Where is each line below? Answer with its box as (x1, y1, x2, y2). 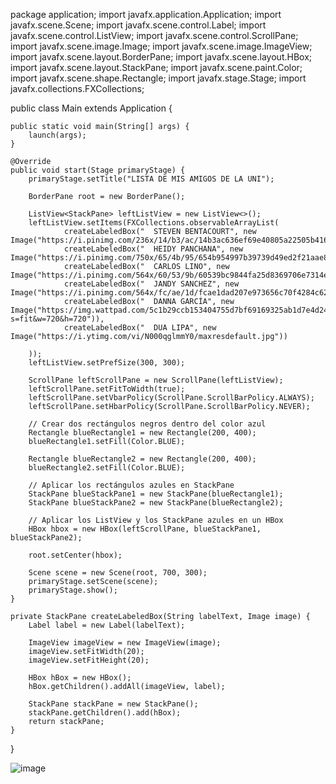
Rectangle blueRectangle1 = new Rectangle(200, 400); (28, 428, 257, 438)
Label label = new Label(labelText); (28, 620, 186, 630)
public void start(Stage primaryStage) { (10, 165, 186, 175)
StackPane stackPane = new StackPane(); (28, 699, 199, 709)
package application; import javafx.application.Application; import (10, 9, 282, 20)
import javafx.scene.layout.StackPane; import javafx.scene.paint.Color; (10, 62, 303, 73)
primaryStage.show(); (28, 585, 118, 595)
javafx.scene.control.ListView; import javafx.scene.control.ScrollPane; (10, 30, 299, 41)
